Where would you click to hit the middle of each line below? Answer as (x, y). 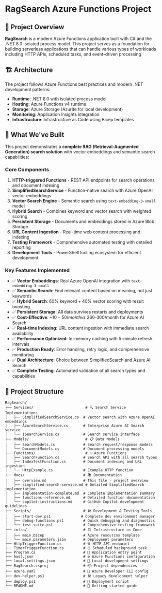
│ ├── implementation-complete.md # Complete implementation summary (80, 493)
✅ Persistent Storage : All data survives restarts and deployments (78, 312)
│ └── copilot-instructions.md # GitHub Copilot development (75, 502)
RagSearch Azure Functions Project (78, 9)
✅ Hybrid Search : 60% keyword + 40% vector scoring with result (78, 301)
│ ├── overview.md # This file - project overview (77, 481)
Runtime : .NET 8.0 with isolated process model (59, 99)
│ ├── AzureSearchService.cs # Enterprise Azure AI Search (75, 426)
